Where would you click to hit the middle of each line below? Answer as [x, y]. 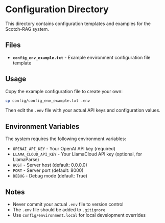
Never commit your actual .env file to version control [68, 204]
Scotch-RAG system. [27, 29]
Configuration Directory [57, 9]
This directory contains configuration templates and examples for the [78, 24]
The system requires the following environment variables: [66, 139]
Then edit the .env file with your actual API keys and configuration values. [83, 110]
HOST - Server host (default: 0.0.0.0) [50, 165]
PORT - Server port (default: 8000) [48, 170]
